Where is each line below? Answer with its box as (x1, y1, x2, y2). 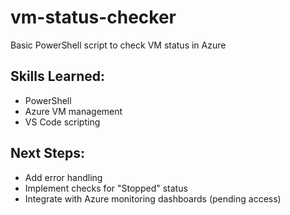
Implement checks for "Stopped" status (24, 182, 188, 194)
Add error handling (24, 171, 103, 183)
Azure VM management (24, 105, 123, 117)
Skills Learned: (10, 68, 106, 85)
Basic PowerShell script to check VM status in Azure (10, 39, 227, 51)
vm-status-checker (10, 6, 177, 29)
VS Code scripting (24, 116, 101, 128)
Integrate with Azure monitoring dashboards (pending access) (24, 192, 282, 205)
